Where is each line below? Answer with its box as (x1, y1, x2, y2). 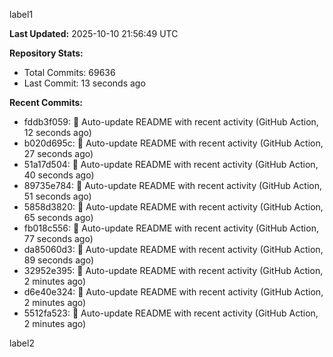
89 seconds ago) (23, 254, 94, 266)
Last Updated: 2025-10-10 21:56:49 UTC (9, 28, 179, 39)
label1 (9, 9, 34, 20)
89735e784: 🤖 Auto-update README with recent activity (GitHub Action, (23, 180, 323, 191)
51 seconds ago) (23, 190, 92, 202)
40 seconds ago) (23, 169, 95, 181)
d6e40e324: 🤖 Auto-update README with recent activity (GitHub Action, (23, 286, 324, 298)
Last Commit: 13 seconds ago (23, 77, 146, 89)
